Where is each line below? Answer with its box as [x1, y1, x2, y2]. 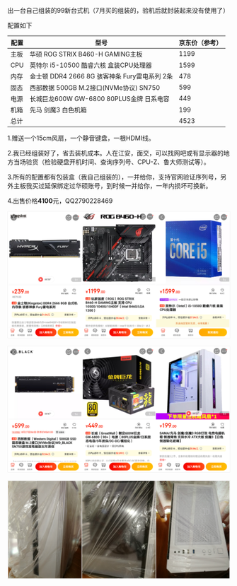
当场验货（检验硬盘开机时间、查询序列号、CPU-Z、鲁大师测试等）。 [13, 158, 210, 166]
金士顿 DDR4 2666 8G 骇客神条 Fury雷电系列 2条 [29, 72, 173, 81]
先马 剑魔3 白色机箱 [29, 105, 87, 114]
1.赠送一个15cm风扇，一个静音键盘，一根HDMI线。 [7, 134, 155, 142]
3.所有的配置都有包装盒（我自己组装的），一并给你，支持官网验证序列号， [7, 172, 221, 181]
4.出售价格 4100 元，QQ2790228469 [7, 197, 113, 205]
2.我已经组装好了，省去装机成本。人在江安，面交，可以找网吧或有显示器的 [7, 148, 224, 157]
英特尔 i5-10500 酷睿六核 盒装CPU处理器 [29, 61, 152, 69]
